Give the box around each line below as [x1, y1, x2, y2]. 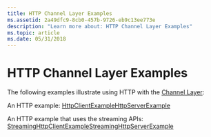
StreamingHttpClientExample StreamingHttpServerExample [7, 122, 174, 131]
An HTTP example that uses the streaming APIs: [7, 115, 143, 123]
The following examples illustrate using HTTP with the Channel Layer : [7, 88, 205, 96]
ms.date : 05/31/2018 [7, 36, 67, 43]
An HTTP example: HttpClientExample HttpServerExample [7, 101, 171, 110]
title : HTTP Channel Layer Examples [7, 10, 112, 17]
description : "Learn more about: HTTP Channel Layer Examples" [7, 23, 193, 30]
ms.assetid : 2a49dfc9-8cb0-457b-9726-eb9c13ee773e [7, 17, 156, 23]
